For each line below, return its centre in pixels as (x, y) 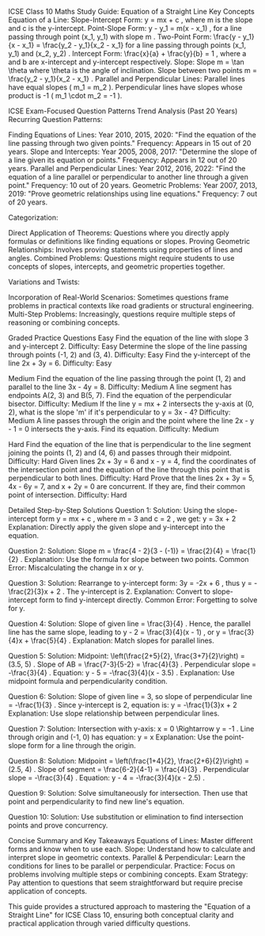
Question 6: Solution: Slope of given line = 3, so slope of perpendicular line (131, 696)
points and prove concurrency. (58, 825)
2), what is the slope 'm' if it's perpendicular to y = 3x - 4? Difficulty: (119, 412)
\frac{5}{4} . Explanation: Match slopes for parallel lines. (123, 640)
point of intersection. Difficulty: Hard (68, 495)
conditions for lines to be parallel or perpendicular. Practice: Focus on (122, 866)
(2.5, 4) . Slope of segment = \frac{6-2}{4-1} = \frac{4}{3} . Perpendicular (129, 769)
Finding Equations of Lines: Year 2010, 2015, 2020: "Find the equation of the (132, 135)
